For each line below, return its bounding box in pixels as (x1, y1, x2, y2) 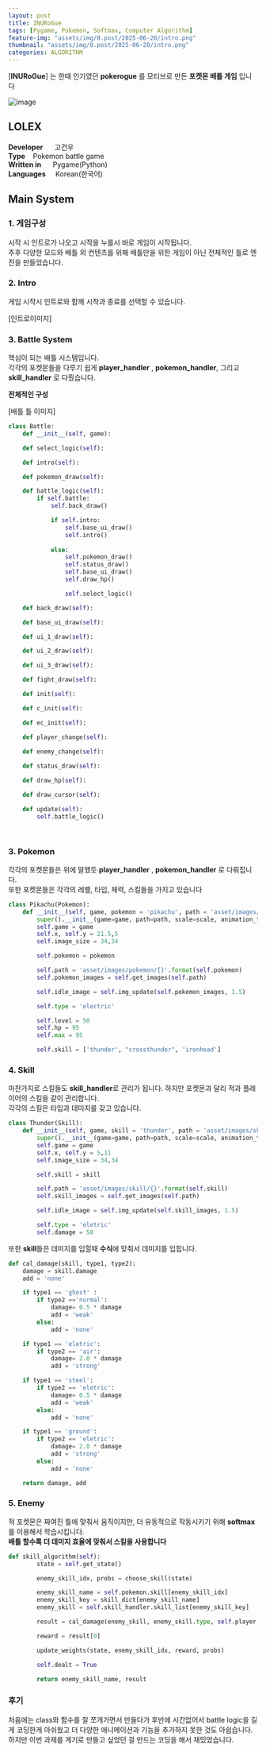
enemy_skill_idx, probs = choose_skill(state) (36, 1574, 193, 1582)
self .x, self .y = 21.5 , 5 (36, 930, 119, 938)
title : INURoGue (8, 19, 62, 27)
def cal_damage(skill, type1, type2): (8, 1259, 136, 1267)
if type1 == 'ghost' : (22, 1289, 97, 1297)
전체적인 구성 (8, 390, 49, 400)
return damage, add (22, 1479, 87, 1487)
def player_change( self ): (22, 733, 108, 741)
